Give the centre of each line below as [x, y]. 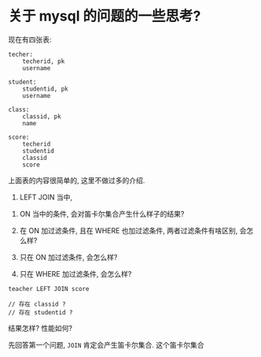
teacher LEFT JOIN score [49, 288]
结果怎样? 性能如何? [40, 328]
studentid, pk [45, 89]
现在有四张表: [30, 39]
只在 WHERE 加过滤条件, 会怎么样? [75, 273]
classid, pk [42, 116]
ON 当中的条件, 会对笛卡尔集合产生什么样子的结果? [102, 214]
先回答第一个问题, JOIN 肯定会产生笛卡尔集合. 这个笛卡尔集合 [106, 344]
